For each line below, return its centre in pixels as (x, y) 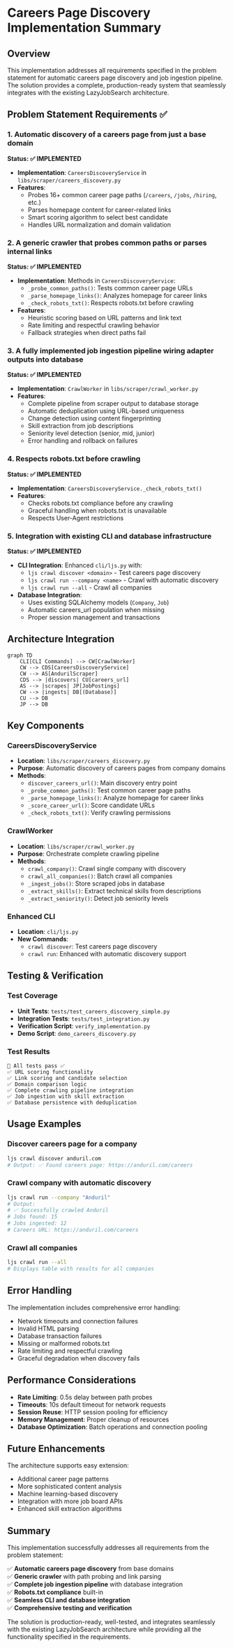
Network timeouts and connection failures (77, 1321)
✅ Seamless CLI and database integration (69, 1600)
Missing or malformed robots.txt (63, 1343)
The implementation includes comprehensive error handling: (94, 1307)
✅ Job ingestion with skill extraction (66, 1096)
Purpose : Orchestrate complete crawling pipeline (88, 853)
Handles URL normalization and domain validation (99, 225)
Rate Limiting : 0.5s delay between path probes (85, 1397)
